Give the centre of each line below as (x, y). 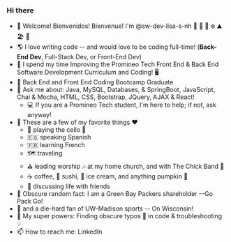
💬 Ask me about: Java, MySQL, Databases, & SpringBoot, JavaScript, (116, 90)
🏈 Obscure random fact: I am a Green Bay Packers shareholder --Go (115, 194)
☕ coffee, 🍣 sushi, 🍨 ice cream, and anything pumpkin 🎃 (107, 176)
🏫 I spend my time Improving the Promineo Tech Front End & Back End (118, 64)
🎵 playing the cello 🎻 (57, 130)
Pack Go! (30, 202)
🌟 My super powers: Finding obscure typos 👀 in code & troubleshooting (119, 216)
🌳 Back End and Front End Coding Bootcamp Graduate (95, 82)
